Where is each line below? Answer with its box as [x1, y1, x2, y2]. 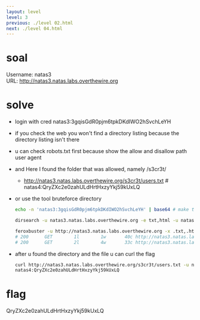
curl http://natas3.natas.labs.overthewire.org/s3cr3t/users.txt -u [14, 261, 189, 268]
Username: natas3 [6, 71, 52, 78]
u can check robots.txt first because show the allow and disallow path [14, 148, 187, 155]
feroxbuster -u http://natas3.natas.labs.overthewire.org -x [14, 228, 171, 234]
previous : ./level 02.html [6, 20, 73, 26]
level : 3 [6, 14, 28, 20]
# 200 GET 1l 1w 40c [14, 234, 133, 240]
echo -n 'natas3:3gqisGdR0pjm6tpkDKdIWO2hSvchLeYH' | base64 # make [14, 207, 189, 213]
